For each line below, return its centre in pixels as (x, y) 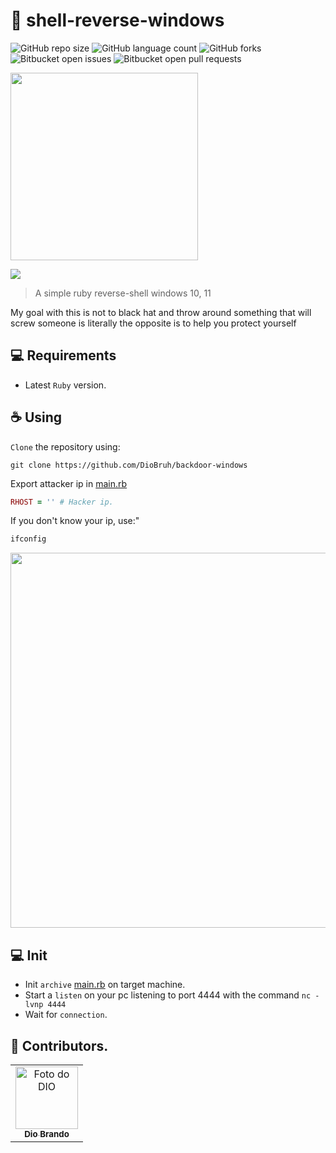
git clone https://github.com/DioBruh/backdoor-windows (129, 465)
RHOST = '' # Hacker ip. (62, 502)
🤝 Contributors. (59, 1045)
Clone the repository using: (65, 446)
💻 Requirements (63, 355)
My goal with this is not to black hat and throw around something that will (161, 312)
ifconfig (28, 539)
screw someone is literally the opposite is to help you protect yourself (153, 323)
